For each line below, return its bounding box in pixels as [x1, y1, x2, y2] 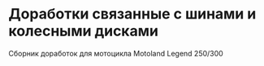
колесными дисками [8, 22, 158, 40]
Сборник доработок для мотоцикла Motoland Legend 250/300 [8, 48, 223, 58]
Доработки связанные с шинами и [8, 5, 257, 23]
